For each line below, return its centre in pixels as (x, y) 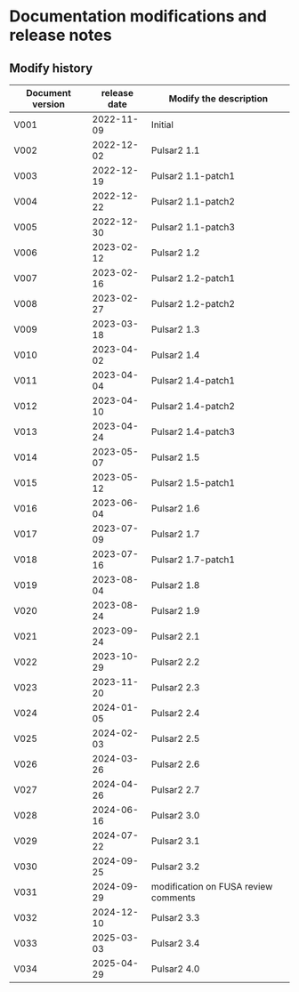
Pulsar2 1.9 (175, 611)
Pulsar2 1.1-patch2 (193, 202)
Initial (162, 125)
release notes (61, 35)
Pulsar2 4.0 (175, 969)
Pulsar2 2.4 (175, 713)
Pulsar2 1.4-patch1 (193, 380)
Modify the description (218, 98)
